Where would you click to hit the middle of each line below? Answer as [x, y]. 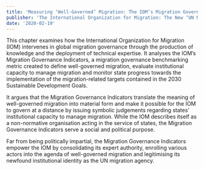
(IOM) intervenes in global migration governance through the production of [100, 47]
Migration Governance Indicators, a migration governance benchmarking [97, 60]
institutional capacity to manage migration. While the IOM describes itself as [102, 117]
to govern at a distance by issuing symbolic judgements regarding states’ [98, 110]
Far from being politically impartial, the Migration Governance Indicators [96, 141]
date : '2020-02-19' [31, 23]
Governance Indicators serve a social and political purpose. [81, 130]
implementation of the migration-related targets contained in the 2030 [94, 79]
